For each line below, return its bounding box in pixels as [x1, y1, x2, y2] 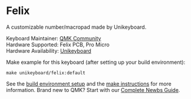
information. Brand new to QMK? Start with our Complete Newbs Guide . [6, 86, 180, 93]
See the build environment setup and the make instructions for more [6, 80, 172, 87]
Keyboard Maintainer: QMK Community [6, 35, 101, 42]
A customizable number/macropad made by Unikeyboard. [6, 23, 147, 30]
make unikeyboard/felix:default [6, 70, 85, 76]
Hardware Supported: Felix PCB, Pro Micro [6, 41, 110, 48]
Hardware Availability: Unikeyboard [6, 47, 91, 54]
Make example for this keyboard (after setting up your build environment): [6, 59, 186, 66]
